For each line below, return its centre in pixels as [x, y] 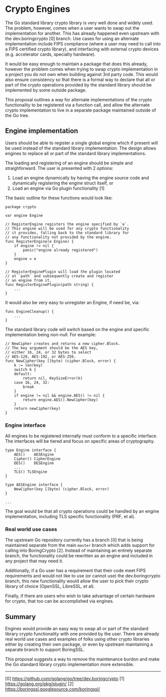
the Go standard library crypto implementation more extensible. [70, 664]
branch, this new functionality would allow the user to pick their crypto [77, 581]
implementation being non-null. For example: [51, 334]
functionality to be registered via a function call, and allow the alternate [77, 105]
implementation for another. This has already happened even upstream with [82, 33]
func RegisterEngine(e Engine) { [40, 241]
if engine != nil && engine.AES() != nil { [60, 395]
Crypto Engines [38, 9]
